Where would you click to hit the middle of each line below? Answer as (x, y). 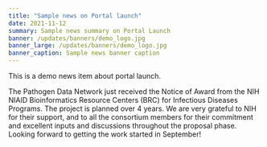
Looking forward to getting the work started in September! (105, 134)
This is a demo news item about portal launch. (85, 76)
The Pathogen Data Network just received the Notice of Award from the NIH (134, 92)
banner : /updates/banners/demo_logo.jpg (77, 38)
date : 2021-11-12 (37, 23)
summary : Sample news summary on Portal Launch (90, 31)
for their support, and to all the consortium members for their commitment (131, 117)
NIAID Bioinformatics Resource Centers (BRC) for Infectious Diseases (123, 100)
